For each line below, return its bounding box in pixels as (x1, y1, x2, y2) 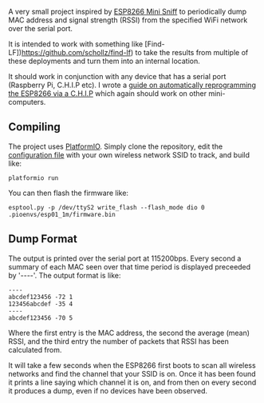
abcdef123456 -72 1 (8, 293, 73, 301)
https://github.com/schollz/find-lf (21, 48, 132, 57)
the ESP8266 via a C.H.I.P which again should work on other (8, 89, 207, 98)
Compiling (8, 120, 61, 134)
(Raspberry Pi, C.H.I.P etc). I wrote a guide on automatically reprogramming (8, 80, 257, 90)
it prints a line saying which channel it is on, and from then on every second (8, 377, 257, 387)
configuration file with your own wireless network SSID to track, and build (8, 150, 250, 159)
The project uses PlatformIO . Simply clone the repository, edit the (8, 142, 223, 151)
